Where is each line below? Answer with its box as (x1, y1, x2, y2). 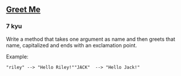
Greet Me (6, 5, 41, 15)
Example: (6, 53, 29, 60)
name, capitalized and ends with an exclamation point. (6, 42, 138, 49)
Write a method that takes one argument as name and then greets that (6, 35, 176, 43)
